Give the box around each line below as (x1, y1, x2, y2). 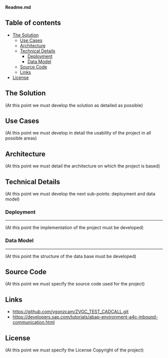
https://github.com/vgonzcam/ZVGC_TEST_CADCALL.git (12, 308, 129, 314)
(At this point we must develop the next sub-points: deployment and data (5, 191, 156, 197)
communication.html (12, 319, 55, 325)
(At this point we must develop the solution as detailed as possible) (5, 102, 143, 108)
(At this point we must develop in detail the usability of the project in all (5, 130, 151, 136)
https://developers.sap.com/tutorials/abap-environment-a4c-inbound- (12, 314, 158, 320)
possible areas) (5, 135, 37, 141)
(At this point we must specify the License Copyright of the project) (5, 347, 144, 353)
